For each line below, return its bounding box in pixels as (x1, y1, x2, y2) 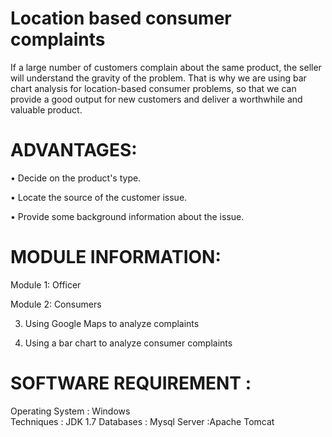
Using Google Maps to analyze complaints (24, 317, 200, 329)
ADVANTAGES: (10, 139, 138, 162)
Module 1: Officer (10, 278, 82, 291)
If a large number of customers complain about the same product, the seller (10, 61, 322, 73)
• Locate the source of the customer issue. (10, 191, 188, 203)
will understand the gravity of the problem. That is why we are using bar (10, 72, 307, 84)
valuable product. (10, 103, 83, 116)
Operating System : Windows (10, 405, 131, 417)
